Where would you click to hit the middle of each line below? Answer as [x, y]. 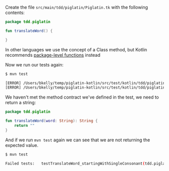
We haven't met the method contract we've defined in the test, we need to [82, 97]
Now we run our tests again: [34, 64]
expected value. [22, 145]
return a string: [21, 103]
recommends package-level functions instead [53, 55]
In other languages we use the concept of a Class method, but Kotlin [76, 49]
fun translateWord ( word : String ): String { [52, 121]
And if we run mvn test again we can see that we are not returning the [78, 140]
